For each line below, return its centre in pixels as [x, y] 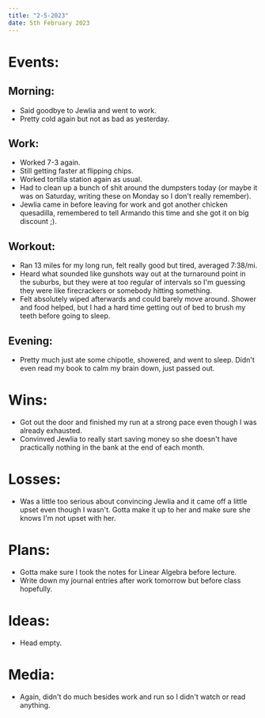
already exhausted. [51, 430]
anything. [35, 705]
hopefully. [36, 589]
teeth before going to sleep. [65, 316]
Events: [34, 62]
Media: [32, 674]
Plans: [29, 550]
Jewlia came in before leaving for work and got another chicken [123, 205]
